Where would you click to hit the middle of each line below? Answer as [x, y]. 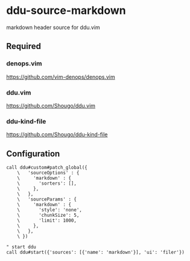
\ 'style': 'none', [50, 210]
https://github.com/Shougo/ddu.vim [51, 105]
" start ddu [21, 247]
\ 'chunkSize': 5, [48, 216]
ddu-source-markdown [66, 11]
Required [24, 46]
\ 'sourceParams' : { [47, 200]
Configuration [33, 154]
